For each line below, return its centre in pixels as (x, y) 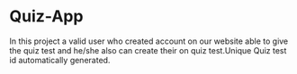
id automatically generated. (60, 60)
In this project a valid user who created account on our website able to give (149, 41)
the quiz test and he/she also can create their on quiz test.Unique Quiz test (148, 50)
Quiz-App (46, 16)
